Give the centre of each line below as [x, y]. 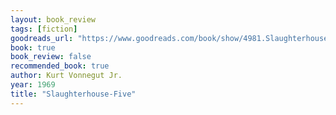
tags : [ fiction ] [44, 29]
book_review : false [51, 57]
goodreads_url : [42, 38]
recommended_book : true [60, 66]
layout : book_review [53, 19]
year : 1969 [33, 85]
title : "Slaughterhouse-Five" [73, 94]
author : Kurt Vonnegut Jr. [66, 76]
